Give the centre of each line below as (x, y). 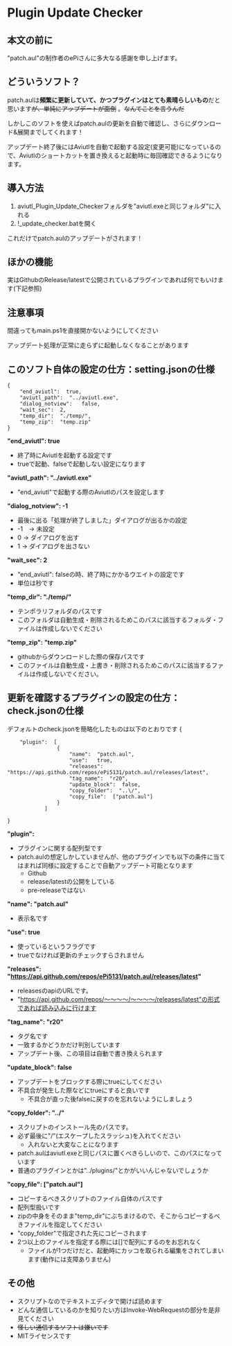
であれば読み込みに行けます (57, 1008)
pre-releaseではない (56, 890)
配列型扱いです (38, 1207)
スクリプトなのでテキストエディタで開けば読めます (90, 1301)
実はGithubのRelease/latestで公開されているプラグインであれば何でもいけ (113, 280)
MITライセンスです (44, 1336)
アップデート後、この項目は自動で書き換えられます (90, 1053)
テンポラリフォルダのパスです (60, 611)
